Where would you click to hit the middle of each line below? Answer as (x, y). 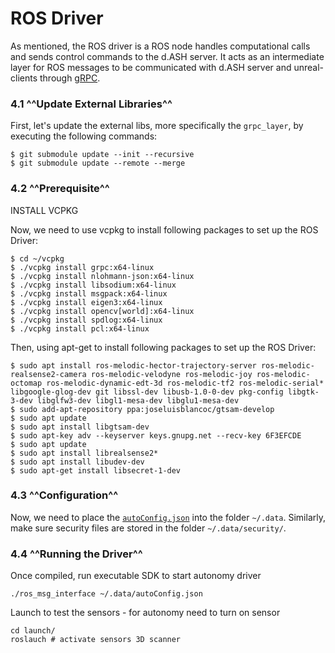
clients (24, 78)
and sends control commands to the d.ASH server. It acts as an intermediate (167, 56)
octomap (26, 383)
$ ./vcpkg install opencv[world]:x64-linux (102, 311)
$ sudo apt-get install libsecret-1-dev (96, 470)
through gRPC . (70, 78)
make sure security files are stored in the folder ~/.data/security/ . (148, 528)
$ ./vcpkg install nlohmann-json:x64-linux (102, 276)
